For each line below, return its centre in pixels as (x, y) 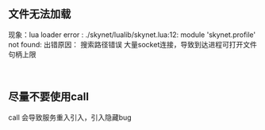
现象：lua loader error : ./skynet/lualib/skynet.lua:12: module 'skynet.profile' (132, 35)
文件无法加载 (40, 14)
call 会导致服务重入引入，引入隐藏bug (70, 117)
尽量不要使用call (49, 97)
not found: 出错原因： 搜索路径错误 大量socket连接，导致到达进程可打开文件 (133, 44)
